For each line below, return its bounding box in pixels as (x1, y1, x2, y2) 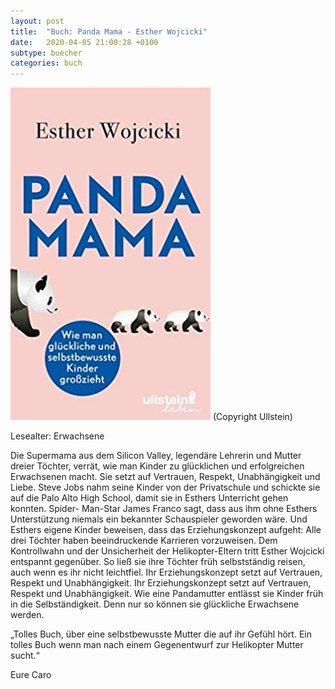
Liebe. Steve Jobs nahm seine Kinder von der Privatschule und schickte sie (10, 481, 321, 494)
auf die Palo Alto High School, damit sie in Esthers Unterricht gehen (10, 492, 289, 504)
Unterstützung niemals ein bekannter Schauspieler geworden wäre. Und (10, 513, 308, 525)
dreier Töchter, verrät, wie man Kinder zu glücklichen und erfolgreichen (10, 460, 305, 472)
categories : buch (10, 58, 83, 69)
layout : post (10, 16, 65, 26)
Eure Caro (10, 669, 52, 681)
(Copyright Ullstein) (212, 411, 293, 423)
